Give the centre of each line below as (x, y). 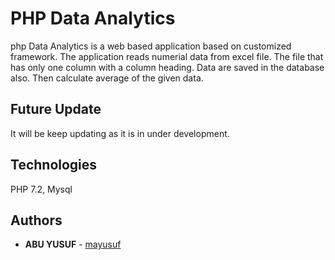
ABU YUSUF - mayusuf (73, 244)
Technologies (54, 165)
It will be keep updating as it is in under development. (120, 133)
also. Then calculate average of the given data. (107, 78)
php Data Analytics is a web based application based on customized (151, 46)
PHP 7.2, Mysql (41, 189)
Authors (36, 220)
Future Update (56, 109)
